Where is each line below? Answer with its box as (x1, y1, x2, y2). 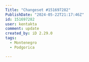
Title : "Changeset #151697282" (5, 7, 71, 13)
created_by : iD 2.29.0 (5, 31, 53, 36)
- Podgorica (10, 45, 35, 50)
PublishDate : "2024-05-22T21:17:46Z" (5, 12, 84, 17)
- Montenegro (10, 40, 37, 45)
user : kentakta (5, 21, 37, 27)
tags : (5, 36, 17, 41)
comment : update (5, 26, 39, 31)
